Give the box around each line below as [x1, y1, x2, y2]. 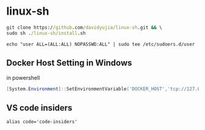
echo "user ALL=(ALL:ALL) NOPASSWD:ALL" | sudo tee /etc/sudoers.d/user [6, 41, 195, 47]
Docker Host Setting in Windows [6, 58, 132, 68]
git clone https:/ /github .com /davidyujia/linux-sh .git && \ [6, 24, 163, 31]
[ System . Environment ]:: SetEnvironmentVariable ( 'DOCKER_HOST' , [6, 85, 168, 92]
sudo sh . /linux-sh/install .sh [6, 30, 86, 36]
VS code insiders [6, 103, 73, 113]
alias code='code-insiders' [6, 119, 78, 125]
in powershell [6, 74, 40, 81]
